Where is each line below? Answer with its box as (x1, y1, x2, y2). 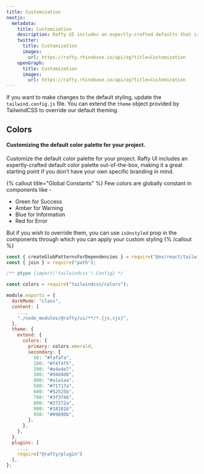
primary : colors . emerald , (28, 344, 94, 350)
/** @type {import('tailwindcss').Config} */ (6, 271, 123, 277)
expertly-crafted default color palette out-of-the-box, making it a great (6, 161, 183, 168)
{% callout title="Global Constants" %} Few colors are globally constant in (6, 179, 192, 186)
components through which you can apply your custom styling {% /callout (6, 235, 192, 242)
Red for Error (15, 217, 48, 224)
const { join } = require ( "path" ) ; (6, 260, 97, 266)
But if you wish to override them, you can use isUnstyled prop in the (6, 229, 177, 236)
